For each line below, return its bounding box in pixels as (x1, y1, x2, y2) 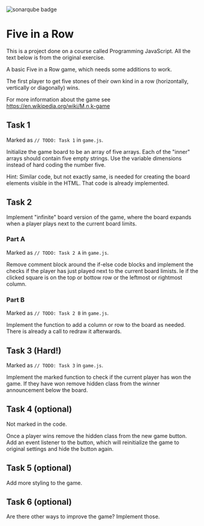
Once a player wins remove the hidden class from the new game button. (6, 432, 188, 439)
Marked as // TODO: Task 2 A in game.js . (6, 249, 109, 256)
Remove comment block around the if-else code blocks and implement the (6, 260, 194, 268)
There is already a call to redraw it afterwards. (6, 327, 122, 335)
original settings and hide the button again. (6, 445, 114, 452)
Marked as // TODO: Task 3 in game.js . (6, 361, 104, 369)
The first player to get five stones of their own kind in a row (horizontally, (6, 77, 189, 85)
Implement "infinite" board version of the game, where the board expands (6, 213, 192, 221)
